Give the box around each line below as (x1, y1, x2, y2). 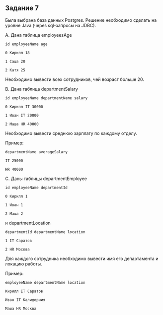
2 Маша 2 (5, 211, 23, 216)
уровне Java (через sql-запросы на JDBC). (5, 22, 96, 28)
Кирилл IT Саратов (5, 289, 43, 294)
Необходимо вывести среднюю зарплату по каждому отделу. (5, 130, 138, 136)
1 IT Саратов (5, 238, 32, 243)
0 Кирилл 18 (5, 50, 30, 55)
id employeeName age (5, 42, 48, 47)
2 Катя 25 (5, 67, 26, 72)
